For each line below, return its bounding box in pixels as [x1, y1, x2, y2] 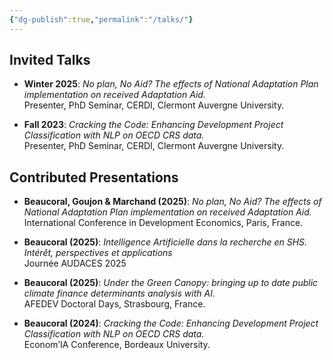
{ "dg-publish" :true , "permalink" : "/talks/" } [9, 14, 194, 25]
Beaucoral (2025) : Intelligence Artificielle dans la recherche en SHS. [23, 236, 308, 248]
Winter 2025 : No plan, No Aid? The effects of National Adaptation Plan [23, 78, 319, 90]
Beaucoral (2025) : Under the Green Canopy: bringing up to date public [23, 277, 319, 289]
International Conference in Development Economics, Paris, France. [23, 217, 304, 229]
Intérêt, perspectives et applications [23, 247, 173, 259]
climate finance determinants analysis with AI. [23, 287, 216, 300]
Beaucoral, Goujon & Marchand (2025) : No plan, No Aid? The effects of [23, 196, 322, 208]
